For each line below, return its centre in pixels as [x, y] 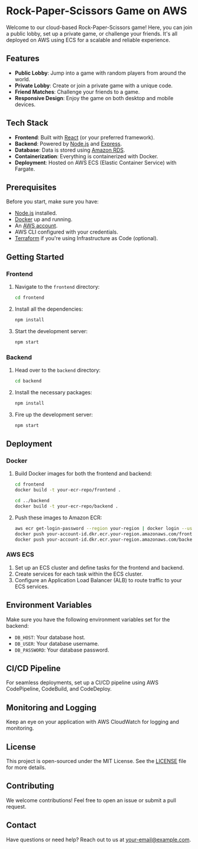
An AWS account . [36, 226]
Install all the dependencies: [49, 309]
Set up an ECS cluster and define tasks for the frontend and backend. [99, 567]
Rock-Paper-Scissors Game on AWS [97, 11]
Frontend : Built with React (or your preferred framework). [85, 137]
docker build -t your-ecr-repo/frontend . [68, 490]
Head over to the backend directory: [58, 370]
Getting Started [35, 257]
